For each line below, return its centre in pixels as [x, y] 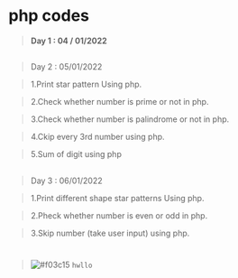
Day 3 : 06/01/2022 [66, 181]
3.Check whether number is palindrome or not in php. [130, 119]
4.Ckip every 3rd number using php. [97, 137]
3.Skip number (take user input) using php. [110, 233]
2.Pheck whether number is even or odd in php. [119, 215]
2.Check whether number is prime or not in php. [119, 102]
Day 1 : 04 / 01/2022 [69, 41]
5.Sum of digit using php [76, 154]
